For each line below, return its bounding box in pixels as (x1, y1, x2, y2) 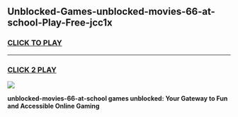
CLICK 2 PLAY (7, 65, 57, 74)
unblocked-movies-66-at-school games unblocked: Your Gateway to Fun (7, 94, 228, 102)
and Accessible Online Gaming (7, 101, 100, 110)
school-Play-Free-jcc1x (7, 17, 113, 29)
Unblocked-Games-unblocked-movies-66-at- (7, 6, 216, 18)
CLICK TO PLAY (7, 38, 62, 48)
